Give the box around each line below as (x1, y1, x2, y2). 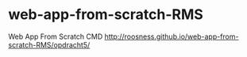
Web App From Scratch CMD (8, 32, 103, 41)
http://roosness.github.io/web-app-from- (104, 32, 239, 41)
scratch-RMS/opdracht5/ (8, 40, 91, 49)
